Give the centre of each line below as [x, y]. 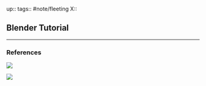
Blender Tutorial [38, 28]
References [24, 52]
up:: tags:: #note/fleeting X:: [42, 9]
